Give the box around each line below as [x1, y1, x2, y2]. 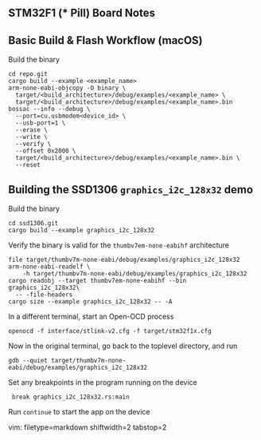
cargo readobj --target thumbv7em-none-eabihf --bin [8, 277, 187, 285]
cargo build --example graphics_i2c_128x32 [8, 227, 155, 235]
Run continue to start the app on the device [8, 407, 150, 417]
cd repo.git [8, 70, 48, 78]
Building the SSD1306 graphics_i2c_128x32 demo [8, 183, 253, 196]
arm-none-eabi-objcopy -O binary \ [8, 84, 127, 93]
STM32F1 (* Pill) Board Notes [8, 6, 155, 20]
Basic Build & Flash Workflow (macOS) [8, 34, 203, 47]
